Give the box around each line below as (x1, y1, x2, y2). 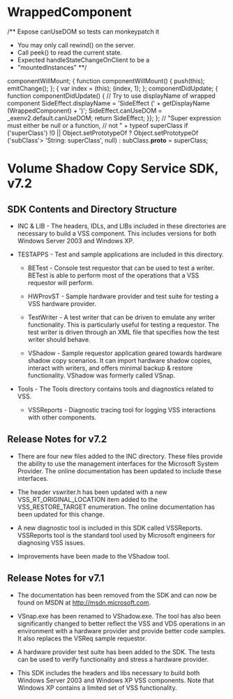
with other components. (27, 413, 97, 421)
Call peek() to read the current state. (17, 48, 123, 57)
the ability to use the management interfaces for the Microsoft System (17, 459, 219, 468)
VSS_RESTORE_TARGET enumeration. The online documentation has (17, 503, 215, 511)
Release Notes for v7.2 (7, 433, 107, 445)
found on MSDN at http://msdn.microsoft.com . (17, 598, 151, 607)
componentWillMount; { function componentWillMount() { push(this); (7, 76, 205, 85)
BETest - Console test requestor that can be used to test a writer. (27, 264, 215, 272)
